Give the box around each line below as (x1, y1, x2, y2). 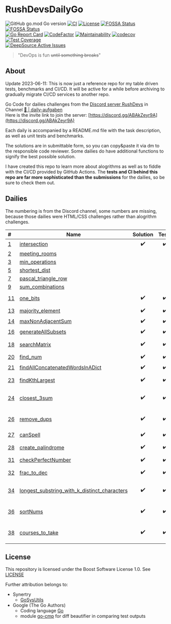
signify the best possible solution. (5, 153, 76, 159)
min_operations (19, 258, 56, 265)
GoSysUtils (20, 597, 44, 603)
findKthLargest (19, 377, 55, 384)
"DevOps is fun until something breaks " (17, 52, 101, 58)
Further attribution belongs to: (5, 582, 68, 588)
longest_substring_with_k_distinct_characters (19, 487, 128, 494)
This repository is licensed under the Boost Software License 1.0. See (5, 566, 151, 572)
